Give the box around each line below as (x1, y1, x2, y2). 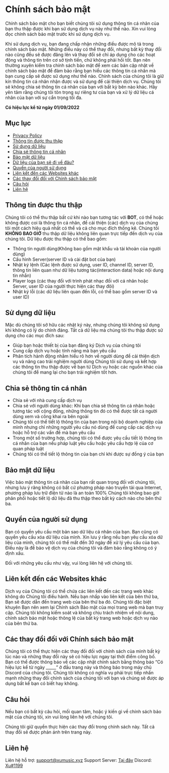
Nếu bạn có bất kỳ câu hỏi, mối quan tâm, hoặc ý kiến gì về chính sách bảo (5, 709, 161, 715)
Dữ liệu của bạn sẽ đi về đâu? (12, 159, 74, 165)
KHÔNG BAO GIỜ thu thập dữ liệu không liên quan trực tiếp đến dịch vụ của (5, 230, 163, 236)
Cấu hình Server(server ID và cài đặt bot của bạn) (12, 256, 116, 262)
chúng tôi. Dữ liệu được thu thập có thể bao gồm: (5, 236, 107, 242)
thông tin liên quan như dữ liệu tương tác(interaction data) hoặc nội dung (12, 267, 164, 273)
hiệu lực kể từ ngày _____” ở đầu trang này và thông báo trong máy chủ (5, 664, 152, 670)
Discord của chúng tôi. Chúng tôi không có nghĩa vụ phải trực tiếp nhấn (5, 670, 154, 676)
